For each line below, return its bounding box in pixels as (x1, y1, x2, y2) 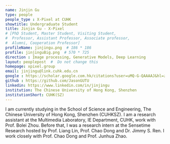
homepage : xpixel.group (5, 64, 56, 69)
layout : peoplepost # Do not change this (5, 59, 99, 64)
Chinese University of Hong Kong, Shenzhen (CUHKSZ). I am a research (5, 112, 156, 118)
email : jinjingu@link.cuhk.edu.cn (5, 69, 78, 74)
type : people (5, 12, 33, 17)
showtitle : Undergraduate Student (5, 21, 78, 27)
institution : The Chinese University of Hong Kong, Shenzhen (5, 87, 137, 93)
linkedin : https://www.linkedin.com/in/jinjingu (5, 83, 110, 88)
